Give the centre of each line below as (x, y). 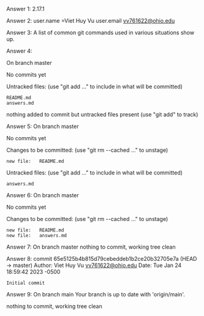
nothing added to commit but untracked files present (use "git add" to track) (102, 115)
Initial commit (26, 283)
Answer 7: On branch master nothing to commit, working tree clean (91, 247)
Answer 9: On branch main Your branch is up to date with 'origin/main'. (96, 294)
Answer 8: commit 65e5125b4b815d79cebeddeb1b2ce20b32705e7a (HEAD (102, 259)
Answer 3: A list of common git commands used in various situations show (100, 32)
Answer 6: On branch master (43, 195)
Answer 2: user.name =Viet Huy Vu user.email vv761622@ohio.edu (91, 21)
